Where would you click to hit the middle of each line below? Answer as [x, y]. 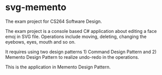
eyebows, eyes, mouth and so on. [40, 42]
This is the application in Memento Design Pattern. [58, 67]
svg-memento [36, 7]
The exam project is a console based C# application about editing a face [81, 31]
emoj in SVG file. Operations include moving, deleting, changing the [76, 36]
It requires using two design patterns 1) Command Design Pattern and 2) [81, 52]
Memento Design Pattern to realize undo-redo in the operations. [72, 57]
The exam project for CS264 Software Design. [54, 21]
